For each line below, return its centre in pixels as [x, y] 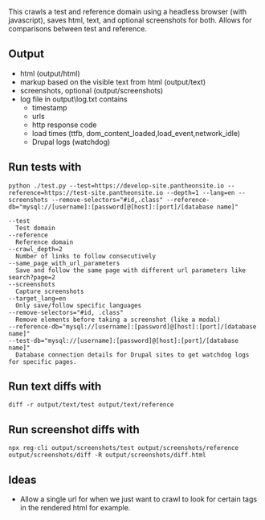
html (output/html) [50, 73]
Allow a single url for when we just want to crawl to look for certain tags [139, 499]
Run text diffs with [55, 387]
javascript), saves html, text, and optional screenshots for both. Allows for [130, 20]
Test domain [36, 228]
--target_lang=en [37, 298]
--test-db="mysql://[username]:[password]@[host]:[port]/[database [124, 340]
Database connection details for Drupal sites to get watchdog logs [132, 355]
